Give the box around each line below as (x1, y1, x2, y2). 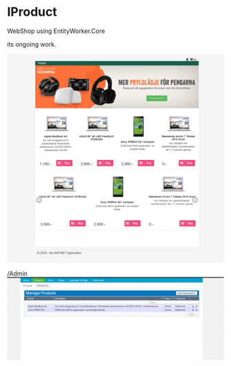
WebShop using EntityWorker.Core (7, 27, 105, 35)
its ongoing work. (7, 40, 56, 48)
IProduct (7, 4, 57, 20)
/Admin (7, 269, 27, 278)
